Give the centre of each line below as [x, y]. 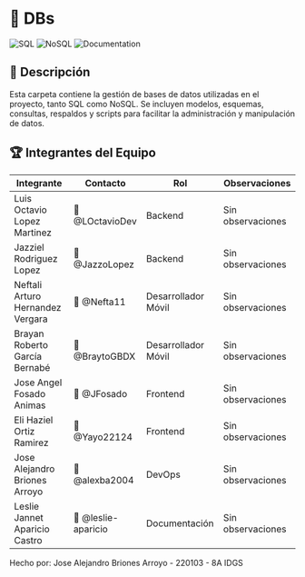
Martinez [33, 233]
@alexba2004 [103, 480]
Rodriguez [36, 258]
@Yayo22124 [103, 437]
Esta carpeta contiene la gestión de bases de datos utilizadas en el [134, 94]
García [28, 356]
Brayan [29, 333]
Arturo [28, 296]
